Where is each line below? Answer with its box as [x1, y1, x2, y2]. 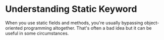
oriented [5, 25, 23, 31]
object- [144, 20, 159, 26]
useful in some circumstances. [5, 30, 69, 36]
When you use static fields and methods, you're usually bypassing [5, 20, 143, 26]
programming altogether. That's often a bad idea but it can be [23, 25, 152, 31]
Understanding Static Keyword [5, 3, 137, 15]
